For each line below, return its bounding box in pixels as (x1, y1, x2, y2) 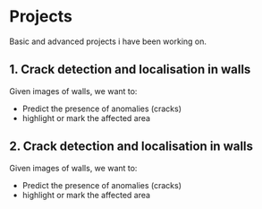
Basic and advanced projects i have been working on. (9, 36, 207, 47)
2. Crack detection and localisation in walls (9, 139, 253, 154)
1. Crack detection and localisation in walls (9, 62, 251, 77)
